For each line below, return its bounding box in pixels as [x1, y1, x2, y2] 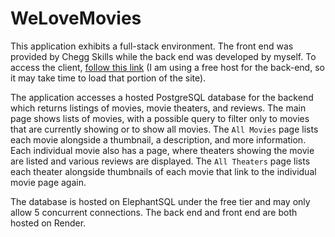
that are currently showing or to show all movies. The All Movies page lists [10, 123, 319, 135]
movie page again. [10, 176, 87, 188]
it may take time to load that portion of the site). [10, 72, 207, 84]
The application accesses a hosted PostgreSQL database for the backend [10, 91, 314, 103]
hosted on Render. [10, 217, 87, 229]
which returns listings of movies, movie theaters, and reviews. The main [10, 102, 307, 114]
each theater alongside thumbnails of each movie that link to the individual [10, 165, 317, 177]
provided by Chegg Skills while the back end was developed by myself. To [10, 50, 317, 62]
